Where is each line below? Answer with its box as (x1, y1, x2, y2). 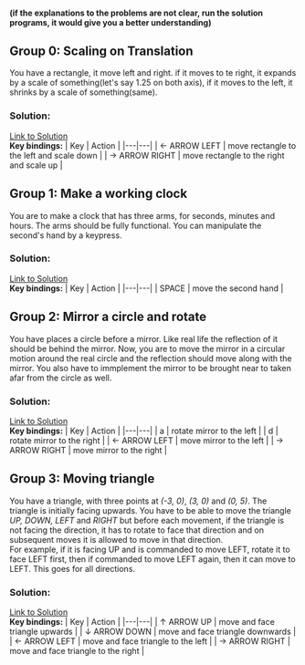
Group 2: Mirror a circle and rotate (9, 309, 207, 325)
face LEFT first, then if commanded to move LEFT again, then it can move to (9, 553, 296, 565)
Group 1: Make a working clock (9, 186, 188, 202)
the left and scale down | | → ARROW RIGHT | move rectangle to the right (9, 150, 285, 161)
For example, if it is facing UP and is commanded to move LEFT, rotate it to (9, 544, 290, 555)
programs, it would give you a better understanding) (9, 16, 212, 27)
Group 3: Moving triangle (9, 471, 155, 487)
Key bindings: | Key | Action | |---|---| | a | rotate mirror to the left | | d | (9, 425, 279, 436)
